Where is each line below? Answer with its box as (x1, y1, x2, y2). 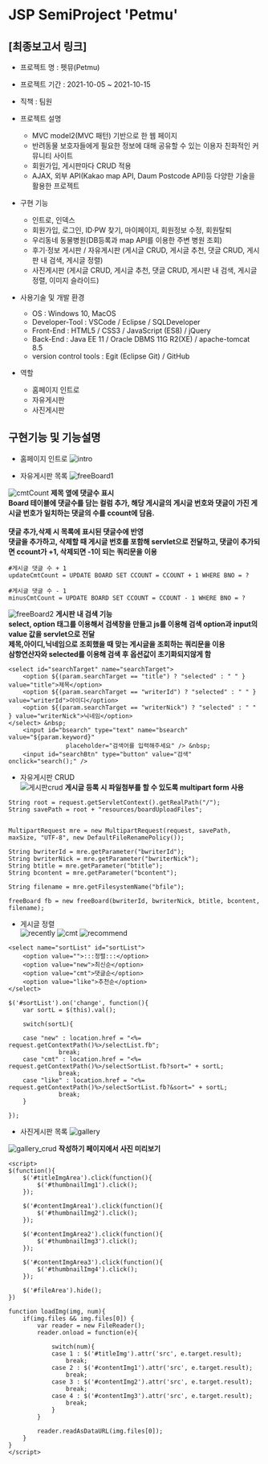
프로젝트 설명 (19, 114, 62, 123)
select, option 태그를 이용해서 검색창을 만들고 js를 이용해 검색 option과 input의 (8, 619, 258, 629)
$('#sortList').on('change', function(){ (8, 999, 149, 1007)
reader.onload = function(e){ (37, 1328, 138, 1336)
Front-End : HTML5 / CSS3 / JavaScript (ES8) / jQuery (31, 326, 211, 335)
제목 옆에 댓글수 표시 (51, 488, 115, 498)
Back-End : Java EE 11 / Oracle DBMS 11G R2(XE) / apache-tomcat (31, 334, 250, 343)
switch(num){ (51, 1343, 95, 1351)
